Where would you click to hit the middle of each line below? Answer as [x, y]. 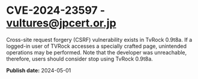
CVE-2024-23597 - [56, 10]
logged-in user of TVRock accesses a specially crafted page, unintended [97, 46]
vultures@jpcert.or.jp [61, 23]
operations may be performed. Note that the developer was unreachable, [97, 52]
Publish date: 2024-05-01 [39, 70]
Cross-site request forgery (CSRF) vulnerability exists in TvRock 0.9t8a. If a [99, 39]
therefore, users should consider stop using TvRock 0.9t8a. [79, 59]
